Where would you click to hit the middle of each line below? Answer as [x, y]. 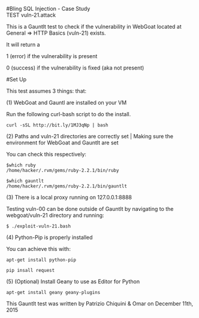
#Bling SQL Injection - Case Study [48, 9]
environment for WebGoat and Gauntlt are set [62, 143]
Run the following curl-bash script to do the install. [69, 114]
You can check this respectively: [46, 154]
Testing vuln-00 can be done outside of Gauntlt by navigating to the [90, 209]
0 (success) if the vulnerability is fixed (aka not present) [75, 68]
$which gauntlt [25, 181]
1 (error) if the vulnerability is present [52, 56]
